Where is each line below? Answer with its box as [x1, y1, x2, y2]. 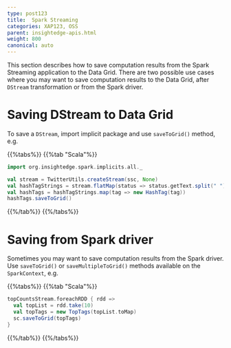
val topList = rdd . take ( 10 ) [13, 302, 94, 309]
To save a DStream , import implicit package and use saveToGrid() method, [7, 129, 215, 138]
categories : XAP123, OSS [7, 23, 78, 30]
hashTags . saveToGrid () [7, 195, 72, 202]
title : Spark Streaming [7, 17, 78, 23]
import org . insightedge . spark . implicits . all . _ [7, 163, 143, 171]
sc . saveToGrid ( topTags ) [13, 314, 81, 322]
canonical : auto [7, 42, 54, 49]
